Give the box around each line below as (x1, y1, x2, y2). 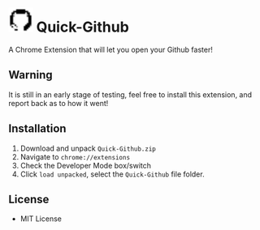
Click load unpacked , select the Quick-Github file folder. (19, 169, 205, 179)
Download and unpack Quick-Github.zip (19, 143, 156, 153)
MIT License (19, 214, 63, 224)
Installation (8, 121, 67, 136)
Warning (8, 68, 53, 82)
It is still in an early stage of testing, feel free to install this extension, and (8, 89, 253, 100)
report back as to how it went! (8, 98, 109, 108)
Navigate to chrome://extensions (19, 151, 131, 161)
